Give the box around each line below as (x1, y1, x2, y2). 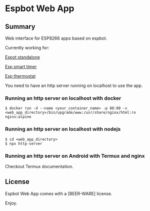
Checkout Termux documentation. (5, 163, 74, 169)
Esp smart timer (5, 64, 37, 69)
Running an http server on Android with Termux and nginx (5, 152, 145, 159)
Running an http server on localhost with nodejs (5, 126, 121, 132)
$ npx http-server (5, 141, 42, 146)
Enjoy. (5, 200, 18, 206)
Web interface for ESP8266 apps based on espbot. (5, 35, 107, 41)
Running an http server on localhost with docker (5, 95, 121, 102)
